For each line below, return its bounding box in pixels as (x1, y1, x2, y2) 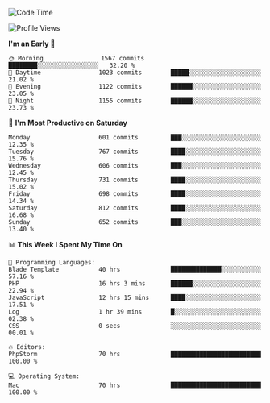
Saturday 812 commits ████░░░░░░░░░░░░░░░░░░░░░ (8, 204, 262, 212)
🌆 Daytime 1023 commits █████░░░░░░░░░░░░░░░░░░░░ (8, 69, 262, 77)
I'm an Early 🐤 (8, 39, 56, 48)
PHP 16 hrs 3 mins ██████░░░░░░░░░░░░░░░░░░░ (8, 280, 262, 288)
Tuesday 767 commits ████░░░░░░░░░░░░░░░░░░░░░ (8, 147, 262, 156)
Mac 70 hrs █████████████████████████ (8, 381, 262, 389)
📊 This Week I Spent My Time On (8, 240, 123, 249)
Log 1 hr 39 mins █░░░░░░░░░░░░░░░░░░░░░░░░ (8, 308, 262, 316)
